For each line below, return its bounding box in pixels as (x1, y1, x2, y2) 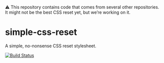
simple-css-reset (5, 27, 77, 38)
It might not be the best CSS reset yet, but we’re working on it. (5, 9, 131, 15)
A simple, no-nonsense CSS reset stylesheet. (5, 43, 96, 49)
